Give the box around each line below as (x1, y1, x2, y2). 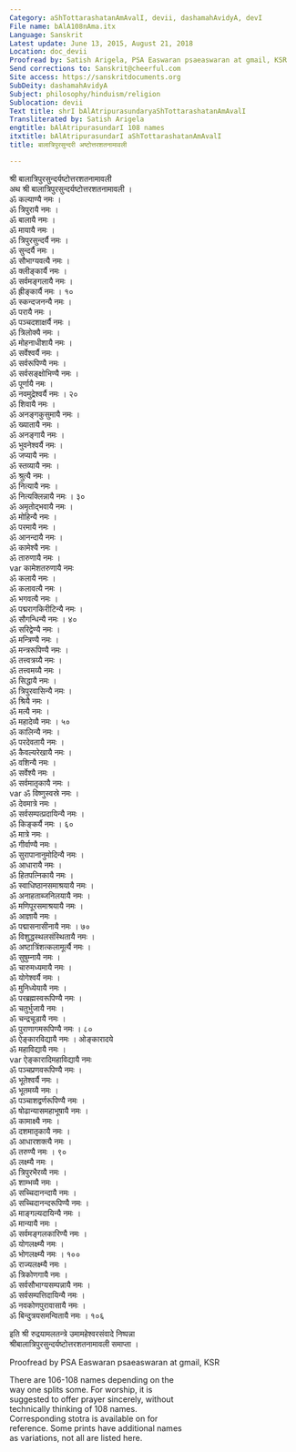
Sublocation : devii (9, 97, 84, 107)
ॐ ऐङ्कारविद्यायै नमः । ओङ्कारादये (9, 1033, 114, 1044)
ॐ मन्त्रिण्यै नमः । (9, 634, 59, 645)
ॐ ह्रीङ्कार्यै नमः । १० (9, 286, 75, 297)
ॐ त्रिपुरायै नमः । (9, 204, 59, 215)
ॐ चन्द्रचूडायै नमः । (9, 1012, 66, 1024)
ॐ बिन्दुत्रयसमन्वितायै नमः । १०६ (9, 1310, 105, 1321)
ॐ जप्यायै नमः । (9, 450, 57, 461)
